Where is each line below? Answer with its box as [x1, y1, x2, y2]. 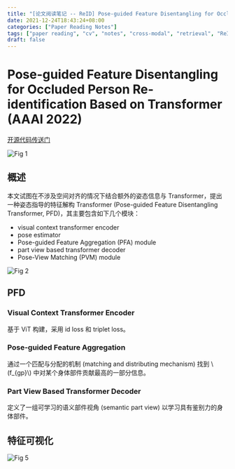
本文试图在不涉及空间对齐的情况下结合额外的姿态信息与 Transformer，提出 [7, 191, 222, 200]
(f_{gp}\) [7, 368, 32, 376]
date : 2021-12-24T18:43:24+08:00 [7, 17, 105, 24]
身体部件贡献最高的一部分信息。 [57, 368, 150, 376]
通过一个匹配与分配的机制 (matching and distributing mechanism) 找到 [7, 359, 210, 368]
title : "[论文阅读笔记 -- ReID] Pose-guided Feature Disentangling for [7, 10, 215, 18]
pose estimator [17, 230, 62, 239]
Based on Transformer [90, 96, 222, 112]
